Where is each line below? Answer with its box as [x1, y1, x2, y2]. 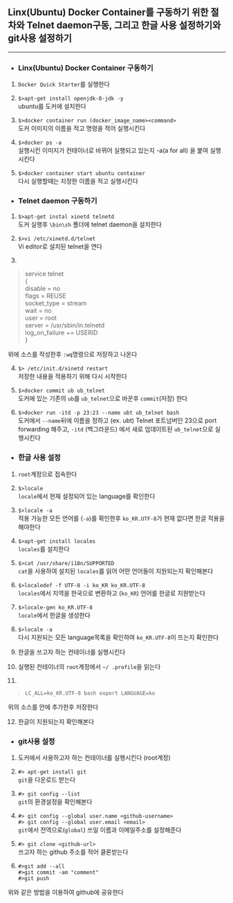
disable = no [24, 285, 61, 293]
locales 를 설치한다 [17, 544, 70, 553]
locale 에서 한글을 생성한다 [17, 611, 91, 619]
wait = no [24, 307, 52, 315]
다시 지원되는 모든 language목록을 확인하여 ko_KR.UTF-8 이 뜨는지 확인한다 [17, 633, 219, 641]
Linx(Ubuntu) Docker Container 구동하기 [17, 63, 154, 73]
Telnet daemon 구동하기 [17, 196, 97, 206]
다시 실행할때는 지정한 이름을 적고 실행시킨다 [17, 177, 139, 186]
